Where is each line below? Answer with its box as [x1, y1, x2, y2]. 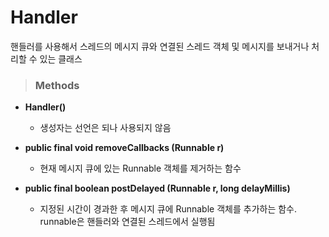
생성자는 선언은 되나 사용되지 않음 [39, 122, 172, 134]
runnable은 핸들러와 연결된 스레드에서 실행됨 [39, 216, 216, 228]
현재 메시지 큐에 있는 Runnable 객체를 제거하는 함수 [39, 162, 242, 175]
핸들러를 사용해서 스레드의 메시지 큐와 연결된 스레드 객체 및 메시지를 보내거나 [10, 40, 310, 52]
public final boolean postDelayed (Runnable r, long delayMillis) [24, 182, 291, 195]
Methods [34, 78, 80, 92]
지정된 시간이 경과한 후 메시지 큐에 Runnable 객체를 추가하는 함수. [39, 203, 298, 215]
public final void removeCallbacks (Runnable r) [24, 142, 225, 154]
